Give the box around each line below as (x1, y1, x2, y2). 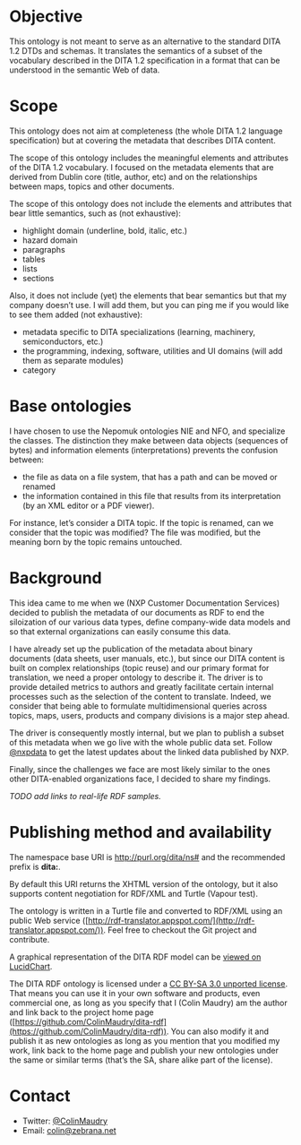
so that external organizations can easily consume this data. (9, 625, 231, 637)
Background (9, 568, 102, 588)
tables (21, 254, 46, 264)
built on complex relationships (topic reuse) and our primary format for (9, 662, 270, 673)
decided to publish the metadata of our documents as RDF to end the (9, 607, 265, 617)
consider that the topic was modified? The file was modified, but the (9, 527, 262, 538)
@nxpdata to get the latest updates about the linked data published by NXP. (9, 746, 289, 757)
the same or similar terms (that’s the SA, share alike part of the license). (9, 1055, 273, 1065)
